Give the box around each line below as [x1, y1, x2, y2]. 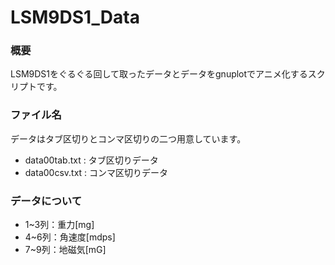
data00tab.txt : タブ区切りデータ [24, 154, 159, 166]
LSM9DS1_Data [10, 6, 140, 29]
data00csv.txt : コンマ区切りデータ [24, 166, 169, 178]
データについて [10, 194, 83, 208]
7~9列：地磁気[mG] [24, 244, 107, 256]
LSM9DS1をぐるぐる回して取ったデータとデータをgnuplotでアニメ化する [10, 68, 308, 80]
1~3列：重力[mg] [24, 219, 95, 231]
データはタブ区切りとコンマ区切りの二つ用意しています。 [10, 132, 247, 145]
